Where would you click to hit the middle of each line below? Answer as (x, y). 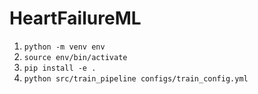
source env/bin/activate (75, 57)
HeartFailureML (75, 18)
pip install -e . (60, 68)
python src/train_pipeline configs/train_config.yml (136, 78)
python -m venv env (64, 47)
